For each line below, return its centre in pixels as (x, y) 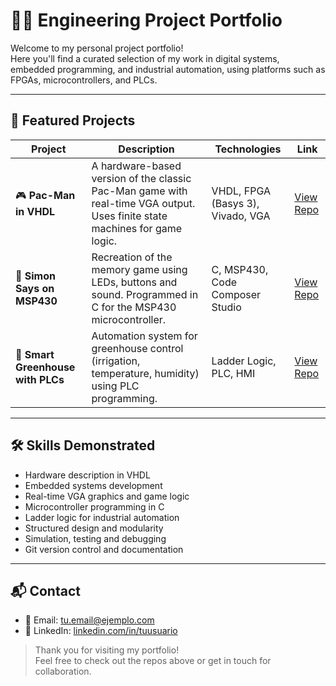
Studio (226, 307)
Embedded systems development (93, 485)
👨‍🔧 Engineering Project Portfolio (146, 20)
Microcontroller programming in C (94, 506)
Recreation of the (132, 257)
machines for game (137, 228)
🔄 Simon (35, 276)
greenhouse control (137, 348)
